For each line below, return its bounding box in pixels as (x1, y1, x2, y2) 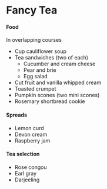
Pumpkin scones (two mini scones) (14, 92, 100, 99)
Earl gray (14, 170, 37, 177)
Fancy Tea (6, 4, 58, 17)
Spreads (6, 111, 28, 118)
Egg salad (23, 73, 48, 80)
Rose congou (14, 163, 47, 171)
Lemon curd (14, 124, 44, 131)
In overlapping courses (6, 37, 62, 44)
